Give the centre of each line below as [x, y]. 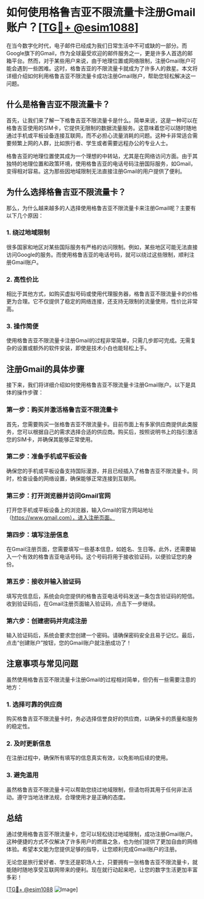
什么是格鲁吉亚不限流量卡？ [58, 105]
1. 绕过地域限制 [28, 232]
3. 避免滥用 [22, 775]
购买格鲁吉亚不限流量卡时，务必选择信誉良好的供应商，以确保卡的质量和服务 [102, 719]
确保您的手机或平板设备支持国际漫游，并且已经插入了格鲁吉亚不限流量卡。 [99, 470]
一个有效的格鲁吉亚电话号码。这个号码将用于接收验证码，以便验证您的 [99, 557]
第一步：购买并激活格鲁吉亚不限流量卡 [62, 410]
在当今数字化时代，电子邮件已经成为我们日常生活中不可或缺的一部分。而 [97, 46]
